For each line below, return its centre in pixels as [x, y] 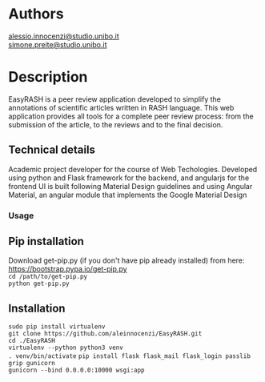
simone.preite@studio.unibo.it [58, 44]
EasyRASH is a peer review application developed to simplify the [115, 99]
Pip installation [46, 241]
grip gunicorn [32, 364]
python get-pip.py [39, 284]
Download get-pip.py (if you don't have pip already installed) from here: [126, 260]
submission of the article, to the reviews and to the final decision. [116, 124]
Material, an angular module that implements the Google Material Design [128, 195]
